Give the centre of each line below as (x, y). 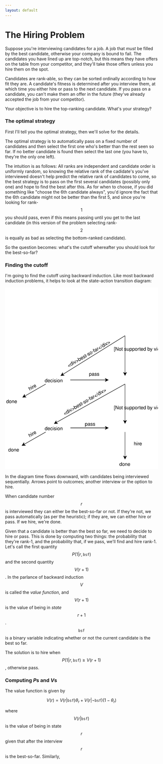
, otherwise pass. (22, 667)
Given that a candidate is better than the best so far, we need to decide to (79, 531)
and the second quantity (30, 562)
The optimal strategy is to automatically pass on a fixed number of (71, 141)
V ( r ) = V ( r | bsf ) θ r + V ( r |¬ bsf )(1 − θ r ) (81, 701)
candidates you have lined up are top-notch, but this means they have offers (81, 59)
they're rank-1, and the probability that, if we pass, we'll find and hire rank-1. (81, 541)
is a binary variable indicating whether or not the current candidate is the (78, 638)
